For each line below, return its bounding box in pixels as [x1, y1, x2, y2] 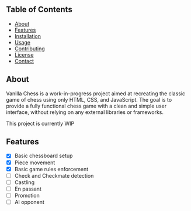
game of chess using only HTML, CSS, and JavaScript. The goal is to [6, 96, 172, 103]
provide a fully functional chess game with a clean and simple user [6, 102, 167, 109]
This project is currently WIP [6, 120, 75, 127]
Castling [14, 178, 35, 186]
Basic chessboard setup [14, 152, 73, 160]
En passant [14, 185, 42, 192]
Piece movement [14, 159, 55, 166]
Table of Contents [6, 5, 73, 15]
